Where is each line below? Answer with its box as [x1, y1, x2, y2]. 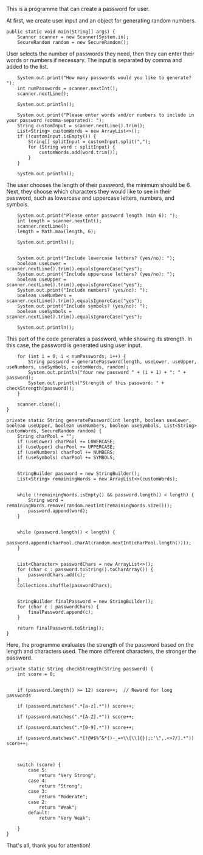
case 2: [28, 799, 47, 805]
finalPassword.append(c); [28, 609, 94, 615]
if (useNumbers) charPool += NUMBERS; [17, 449, 115, 456]
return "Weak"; [38, 804, 78, 811]
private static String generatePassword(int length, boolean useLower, [6, 417, 191, 423]
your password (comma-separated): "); [6, 118, 105, 124]
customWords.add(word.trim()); [38, 149, 119, 155]
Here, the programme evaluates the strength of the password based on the [6, 641, 194, 648]
